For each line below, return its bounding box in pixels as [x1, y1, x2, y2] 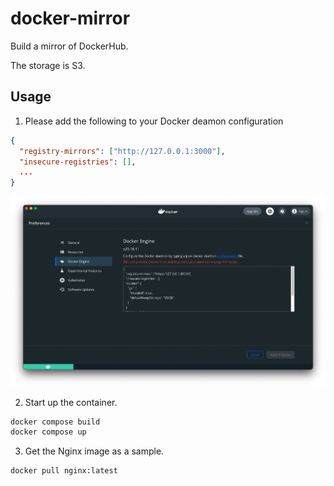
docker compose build [10, 417, 101, 427]
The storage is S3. [10, 59, 86, 71]
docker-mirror [10, 7, 131, 30]
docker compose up [10, 427, 87, 437]
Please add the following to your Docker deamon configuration [24, 115, 284, 127]
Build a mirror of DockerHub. [10, 40, 129, 52]
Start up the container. [24, 396, 118, 408]
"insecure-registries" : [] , [19, 157, 137, 167]
